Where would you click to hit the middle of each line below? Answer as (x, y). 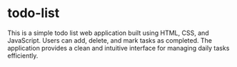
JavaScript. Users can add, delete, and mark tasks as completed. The (110, 40)
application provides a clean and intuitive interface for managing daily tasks (118, 48)
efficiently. (23, 56)
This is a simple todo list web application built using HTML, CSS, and (108, 33)
